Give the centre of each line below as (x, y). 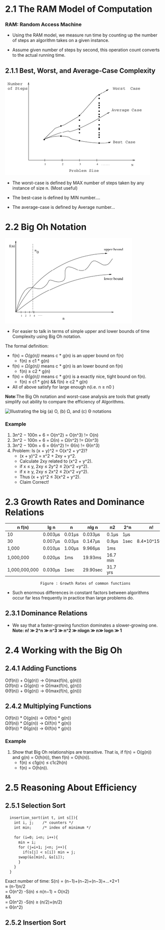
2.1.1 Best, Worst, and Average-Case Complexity (80, 71)
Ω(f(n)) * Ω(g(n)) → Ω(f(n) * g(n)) (38, 723)
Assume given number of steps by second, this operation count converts (86, 50)
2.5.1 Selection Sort (35, 806)
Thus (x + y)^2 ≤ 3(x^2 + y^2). (50, 477)
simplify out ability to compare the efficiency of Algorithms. (65, 402)
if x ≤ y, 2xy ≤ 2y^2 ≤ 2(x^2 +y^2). (54, 466)
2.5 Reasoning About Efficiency (71, 787)
